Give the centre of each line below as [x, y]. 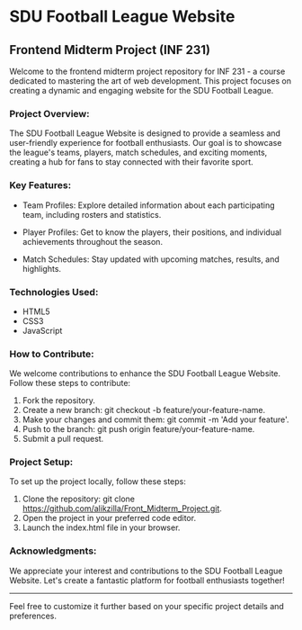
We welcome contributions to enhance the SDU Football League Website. [145, 373]
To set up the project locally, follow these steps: [98, 481]
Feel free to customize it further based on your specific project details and [147, 606]
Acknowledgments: [53, 551]
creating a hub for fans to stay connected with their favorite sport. [131, 162]
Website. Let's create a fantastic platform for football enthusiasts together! [147, 580]
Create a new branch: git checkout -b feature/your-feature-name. [144, 410]
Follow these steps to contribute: [70, 383]
